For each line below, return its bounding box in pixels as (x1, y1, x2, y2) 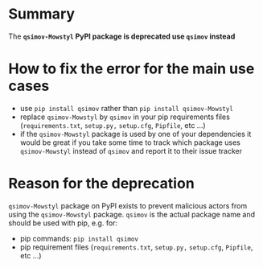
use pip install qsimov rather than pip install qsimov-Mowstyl (19, 103, 233, 113)
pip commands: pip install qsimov (19, 233, 139, 243)
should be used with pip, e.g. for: (8, 218, 118, 228)
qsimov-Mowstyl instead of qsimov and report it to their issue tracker (19, 146, 243, 155)
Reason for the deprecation (8, 175, 195, 193)
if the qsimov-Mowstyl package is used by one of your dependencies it (19, 129, 252, 138)
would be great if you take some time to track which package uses (19, 138, 241, 147)
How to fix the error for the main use (8, 60, 255, 78)
